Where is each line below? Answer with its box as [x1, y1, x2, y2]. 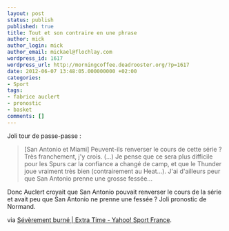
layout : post [7, 10, 45, 17]
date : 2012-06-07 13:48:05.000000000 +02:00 [7, 68, 137, 74]
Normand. [7, 202, 36, 210]
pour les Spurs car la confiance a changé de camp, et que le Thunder [23, 159, 222, 168]
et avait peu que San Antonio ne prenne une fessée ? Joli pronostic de [7, 194, 207, 203]
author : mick [7, 36, 45, 43]
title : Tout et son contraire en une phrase [7, 29, 137, 37]
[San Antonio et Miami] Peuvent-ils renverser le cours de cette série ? [23, 145, 222, 153]
